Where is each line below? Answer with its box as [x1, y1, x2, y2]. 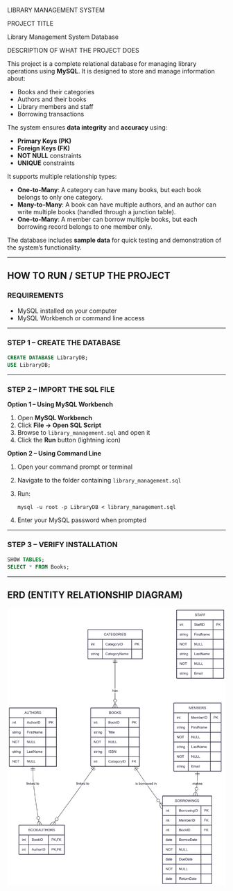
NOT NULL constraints [17, 152, 82, 159]
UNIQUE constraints [17, 159, 75, 167]
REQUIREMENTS [7, 291, 64, 300]
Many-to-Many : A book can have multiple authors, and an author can [17, 200, 217, 209]
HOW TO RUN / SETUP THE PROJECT [7, 270, 171, 282]
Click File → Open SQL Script [17, 421, 102, 429]
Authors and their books [17, 95, 87, 103]
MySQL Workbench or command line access [17, 313, 145, 322]
